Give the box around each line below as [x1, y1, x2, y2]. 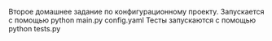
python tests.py [8, 24, 61, 33]
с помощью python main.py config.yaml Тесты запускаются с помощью [8, 15, 257, 25]
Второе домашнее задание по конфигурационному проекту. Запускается [8, 7, 265, 16]
